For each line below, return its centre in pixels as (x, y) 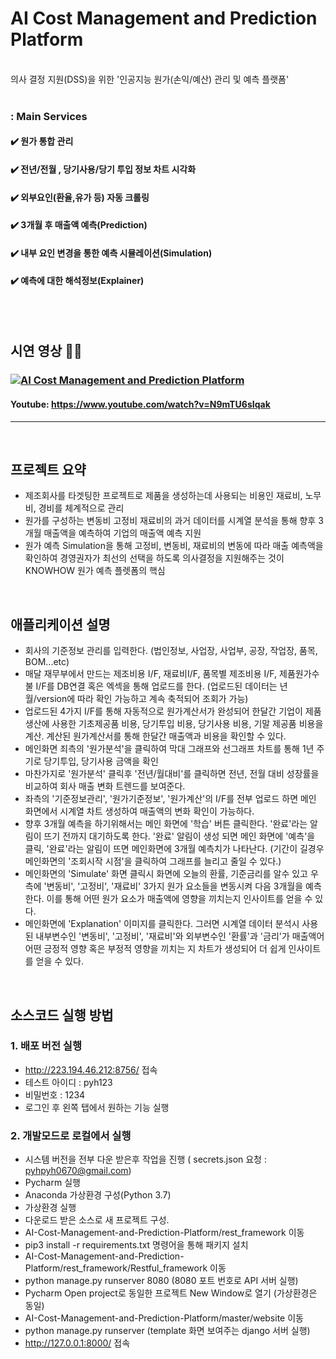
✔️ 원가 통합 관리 (42, 141)
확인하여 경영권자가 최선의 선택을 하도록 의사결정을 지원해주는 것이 (154, 558)
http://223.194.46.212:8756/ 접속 (91, 1069)
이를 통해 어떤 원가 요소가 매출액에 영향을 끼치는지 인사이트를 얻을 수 (179, 899)
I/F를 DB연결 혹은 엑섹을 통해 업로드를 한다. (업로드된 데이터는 (156, 686)
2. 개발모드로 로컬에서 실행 (71, 1135)
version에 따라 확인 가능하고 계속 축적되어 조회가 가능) (142, 699)
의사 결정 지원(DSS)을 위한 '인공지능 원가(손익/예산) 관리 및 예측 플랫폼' (150, 79)
